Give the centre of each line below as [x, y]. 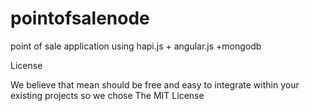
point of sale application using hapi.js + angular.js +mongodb [136, 46]
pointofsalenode [80, 18]
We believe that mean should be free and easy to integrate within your [155, 84]
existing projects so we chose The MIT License [107, 95]
